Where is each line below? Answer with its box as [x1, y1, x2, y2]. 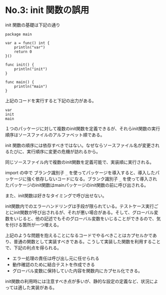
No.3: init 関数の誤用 [5, 4, 89, 16]
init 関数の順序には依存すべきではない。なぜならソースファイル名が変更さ [5, 142, 155, 148]
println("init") [14, 67, 48, 72]
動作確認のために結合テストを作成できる [12, 261, 95, 267]
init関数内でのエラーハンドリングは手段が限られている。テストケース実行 [5, 203, 155, 209]
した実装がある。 [22, 284, 57, 291]
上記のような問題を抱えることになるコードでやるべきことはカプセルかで [5, 232, 153, 238]
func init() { [5, 62, 35, 67]
